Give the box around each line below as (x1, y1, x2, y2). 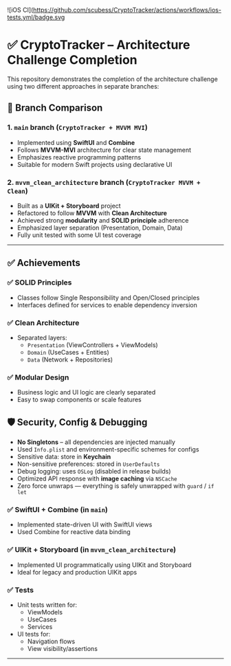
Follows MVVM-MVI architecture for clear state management (16, 146, 191, 154)
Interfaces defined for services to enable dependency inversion (16, 300, 197, 309)
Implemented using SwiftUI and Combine (16, 138, 135, 146)
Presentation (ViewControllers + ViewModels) (27, 340, 158, 349)
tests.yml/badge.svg (7, 13, 65, 21)
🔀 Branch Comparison (7, 102, 103, 114)
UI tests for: (16, 630, 51, 638)
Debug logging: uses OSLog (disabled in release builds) (16, 467, 171, 476)
